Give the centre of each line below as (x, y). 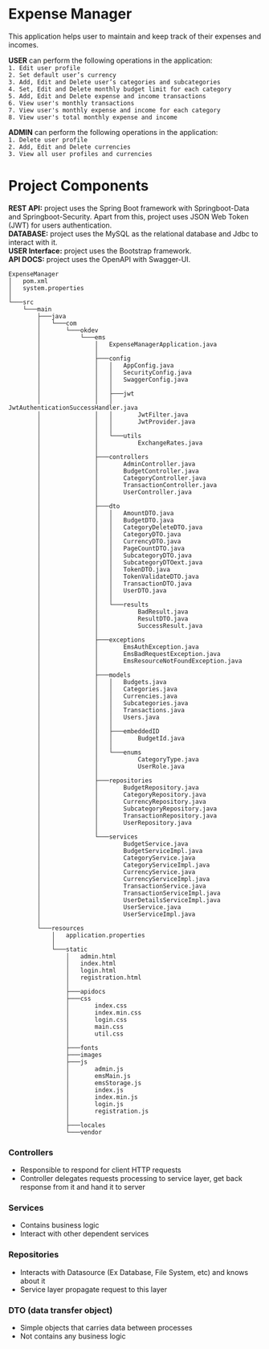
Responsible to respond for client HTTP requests (101, 1170)
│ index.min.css (104, 1013)
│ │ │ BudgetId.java (111, 738)
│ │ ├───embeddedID (98, 731)
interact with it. (33, 242)
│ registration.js (107, 1111)
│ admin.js (95, 1069)
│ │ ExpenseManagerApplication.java (127, 344)
